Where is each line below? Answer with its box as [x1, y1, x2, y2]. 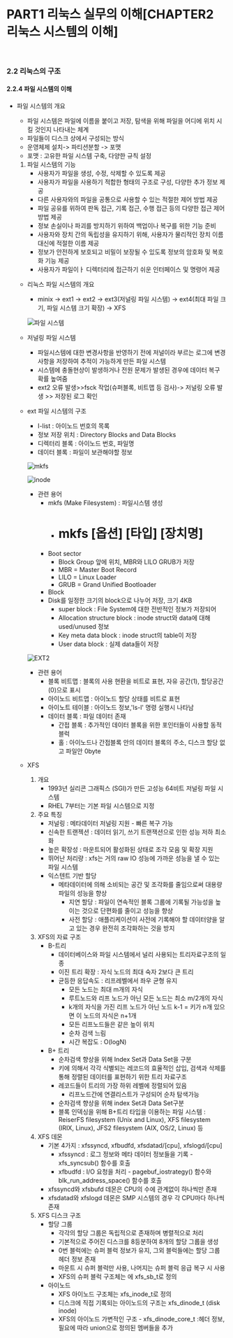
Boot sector [47, 550, 82, 557]
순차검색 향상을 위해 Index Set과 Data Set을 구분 [58, 1055, 193, 1063]
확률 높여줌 [37, 375, 68, 383]
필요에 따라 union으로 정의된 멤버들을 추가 [58, 1323, 174, 1332]
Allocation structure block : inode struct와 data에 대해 [58, 613, 211, 622]
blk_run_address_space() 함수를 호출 [58, 1176, 162, 1184]
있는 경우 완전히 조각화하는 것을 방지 [75, 924, 175, 932]
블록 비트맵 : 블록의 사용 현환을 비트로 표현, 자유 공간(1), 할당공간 [47, 677, 224, 685]
